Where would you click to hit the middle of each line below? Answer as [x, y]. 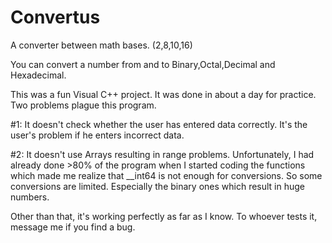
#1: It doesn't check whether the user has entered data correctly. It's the [159, 124]
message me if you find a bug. [73, 227]
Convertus [55, 17]
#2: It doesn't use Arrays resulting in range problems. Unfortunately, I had [162, 154]
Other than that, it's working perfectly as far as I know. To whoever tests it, [164, 216]
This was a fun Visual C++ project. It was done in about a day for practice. [163, 94]
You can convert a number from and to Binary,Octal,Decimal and [143, 64]
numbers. [30, 197]
